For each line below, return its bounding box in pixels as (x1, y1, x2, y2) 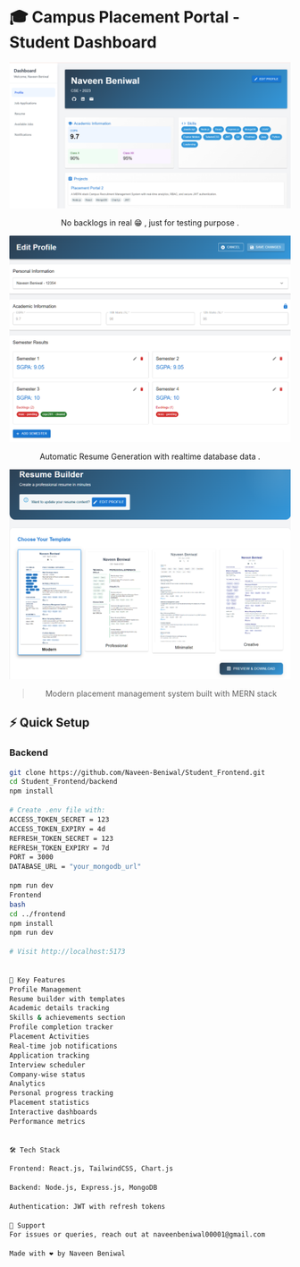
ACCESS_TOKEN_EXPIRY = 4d (9, 824, 105, 833)
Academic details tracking (9, 1004, 110, 1013)
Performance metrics (9, 1117, 87, 1126)
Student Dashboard (9, 32, 157, 53)
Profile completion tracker (9, 1023, 114, 1032)
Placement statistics (9, 1098, 90, 1108)
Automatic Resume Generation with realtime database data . (39, 451, 261, 462)
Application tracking (9, 1050, 90, 1060)
